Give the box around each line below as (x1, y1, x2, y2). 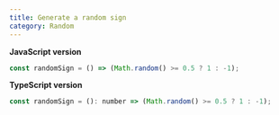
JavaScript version (9, 46, 82, 57)
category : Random (9, 22, 75, 31)
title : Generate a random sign (9, 13, 127, 22)
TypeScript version (9, 80, 83, 91)
